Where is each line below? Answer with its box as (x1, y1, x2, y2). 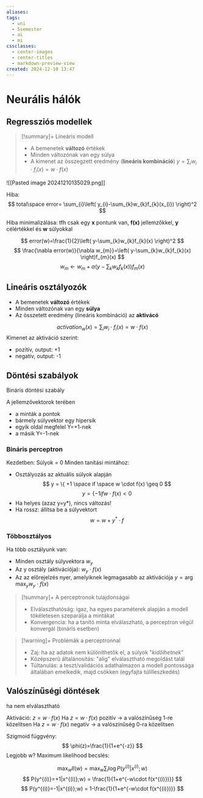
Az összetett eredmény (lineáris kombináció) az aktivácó (15, 311, 159, 318)
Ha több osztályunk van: (6, 546, 68, 553)
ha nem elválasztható (6, 702, 60, 709)
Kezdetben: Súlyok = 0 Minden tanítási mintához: (6, 459, 130, 466)
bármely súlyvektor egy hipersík (15, 417, 96, 424)
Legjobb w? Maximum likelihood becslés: (6, 751, 110, 759)
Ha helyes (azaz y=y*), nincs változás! (15, 500, 112, 507)
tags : (6, 15, 20, 21)
